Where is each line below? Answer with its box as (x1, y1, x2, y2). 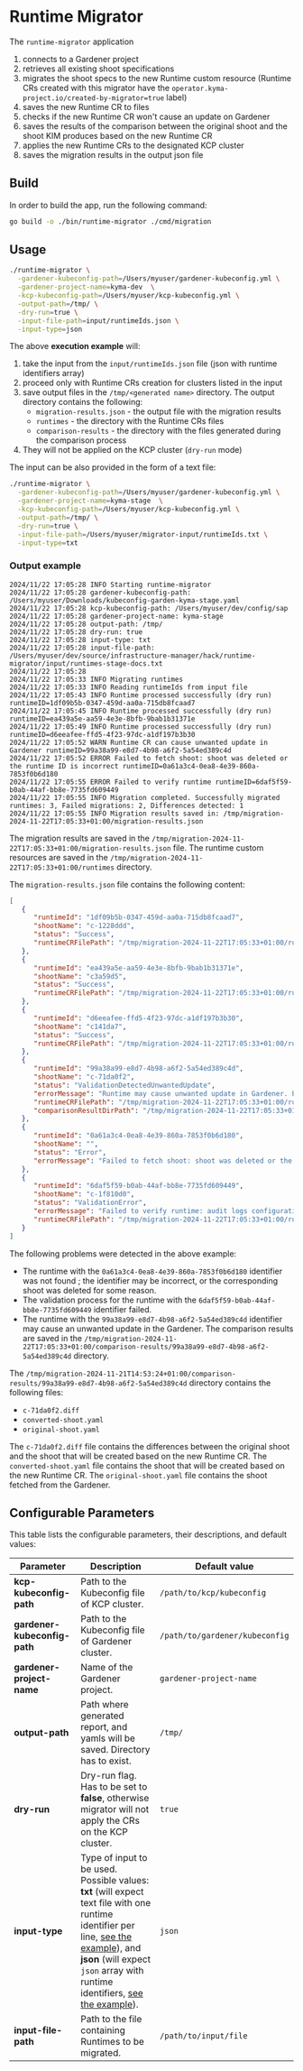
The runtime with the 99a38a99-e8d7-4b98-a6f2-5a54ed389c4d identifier (22, 1313, 282, 1324)
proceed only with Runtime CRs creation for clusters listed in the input (22, 377, 283, 389)
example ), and (80, 1942, 142, 1955)
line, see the (80, 1930, 133, 1943)
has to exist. (80, 1754, 132, 1767)
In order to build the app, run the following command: (9, 199, 207, 210)
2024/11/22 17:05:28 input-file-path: (9, 643, 155, 652)
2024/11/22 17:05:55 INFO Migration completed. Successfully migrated (9, 793, 280, 802)
